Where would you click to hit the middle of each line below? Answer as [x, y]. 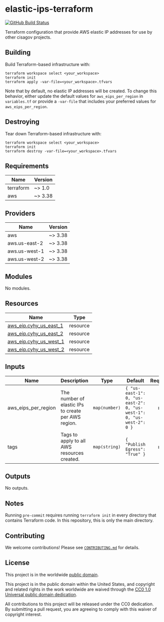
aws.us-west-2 [26, 259]
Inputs [15, 367]
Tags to [69, 434]
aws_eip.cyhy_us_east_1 [35, 325]
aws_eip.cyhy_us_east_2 [35, 333]
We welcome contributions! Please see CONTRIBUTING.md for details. [72, 548]
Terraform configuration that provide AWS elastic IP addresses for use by [79, 32]
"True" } [135, 454]
